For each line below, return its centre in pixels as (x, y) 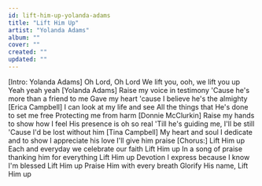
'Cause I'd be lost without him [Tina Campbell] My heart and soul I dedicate (131, 132)
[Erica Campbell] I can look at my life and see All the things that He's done (128, 106)
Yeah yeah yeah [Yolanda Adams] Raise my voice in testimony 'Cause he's (129, 90)
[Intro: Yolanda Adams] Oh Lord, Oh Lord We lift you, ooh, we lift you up (124, 82)
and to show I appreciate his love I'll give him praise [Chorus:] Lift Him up (127, 140)
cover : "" (24, 45)
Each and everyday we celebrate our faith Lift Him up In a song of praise (125, 149)
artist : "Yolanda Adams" (49, 30)
